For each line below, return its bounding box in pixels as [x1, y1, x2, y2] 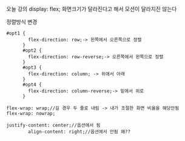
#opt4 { [22, 81, 42, 88]
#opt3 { [22, 64, 42, 70]
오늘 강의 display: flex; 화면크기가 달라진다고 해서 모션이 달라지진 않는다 [6, 5, 177, 12]
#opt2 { [22, 47, 42, 53]
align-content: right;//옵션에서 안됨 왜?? [28, 129, 131, 135]
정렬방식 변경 [6, 18, 38, 26]
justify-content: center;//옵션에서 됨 [6, 122, 101, 128]
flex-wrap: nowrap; [6, 111, 56, 117]
